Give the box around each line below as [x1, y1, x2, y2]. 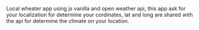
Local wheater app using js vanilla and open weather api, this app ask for [6, 5, 186, 12]
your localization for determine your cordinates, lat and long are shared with [6, 11, 193, 18]
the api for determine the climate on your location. [6, 18, 130, 24]
